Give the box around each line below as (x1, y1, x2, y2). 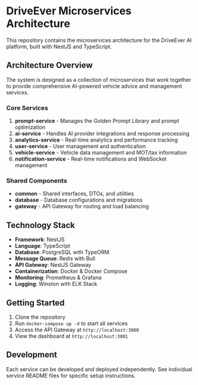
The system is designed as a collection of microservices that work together (6, 76, 191, 83)
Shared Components (6, 176, 67, 184)
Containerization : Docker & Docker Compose (14, 267, 128, 275)
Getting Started (6, 297, 65, 308)
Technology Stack (6, 220, 75, 230)
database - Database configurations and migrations (14, 196, 143, 204)
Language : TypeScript (14, 242, 70, 250)
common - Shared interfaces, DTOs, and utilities (14, 190, 134, 198)
